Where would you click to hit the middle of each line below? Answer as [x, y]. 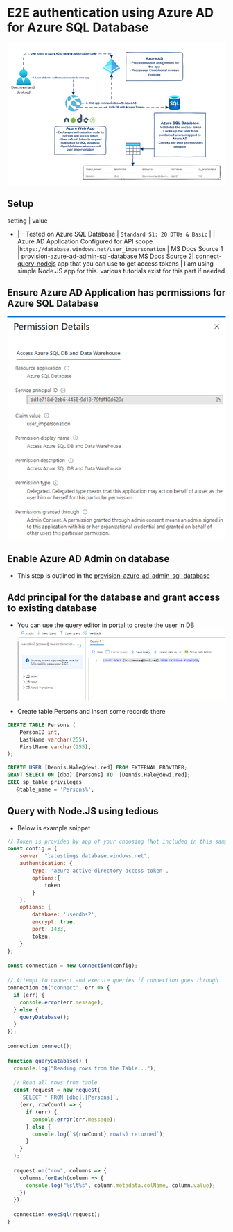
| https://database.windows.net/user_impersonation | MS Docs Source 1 [120, 248]
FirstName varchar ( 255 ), [55, 747]
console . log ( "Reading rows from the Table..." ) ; [85, 1068]
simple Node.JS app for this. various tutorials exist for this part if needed [121, 271]
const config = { [32, 849]
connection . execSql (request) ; [57, 1215]
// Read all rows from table [55, 1083]
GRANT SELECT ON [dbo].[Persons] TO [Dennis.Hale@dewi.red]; [99, 775]
